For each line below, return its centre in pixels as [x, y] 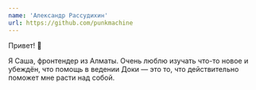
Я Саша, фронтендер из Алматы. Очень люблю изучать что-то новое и [128, 61]
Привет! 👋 [25, 45]
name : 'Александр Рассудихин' [58, 15]
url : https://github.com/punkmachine [71, 23]
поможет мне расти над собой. [62, 77]
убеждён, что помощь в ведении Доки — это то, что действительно [124, 69]
